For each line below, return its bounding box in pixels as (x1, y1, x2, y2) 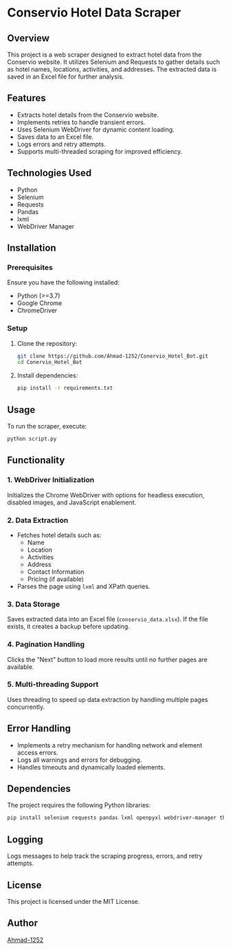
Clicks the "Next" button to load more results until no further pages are (7, 655, 208, 663)
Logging (7, 834, 43, 845)
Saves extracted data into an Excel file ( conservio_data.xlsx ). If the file (7, 615, 208, 623)
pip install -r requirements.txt (16, 384, 113, 392)
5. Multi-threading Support (7, 680, 99, 690)
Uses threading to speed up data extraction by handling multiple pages (7, 695, 208, 703)
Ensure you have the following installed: (7, 278, 120, 287)
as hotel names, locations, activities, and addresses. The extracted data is (7, 65, 217, 73)
